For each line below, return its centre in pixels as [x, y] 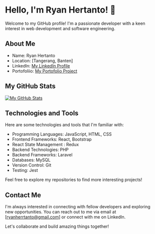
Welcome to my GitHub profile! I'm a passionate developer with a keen [75, 23]
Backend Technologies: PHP [40, 150]
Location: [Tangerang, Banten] [42, 61]
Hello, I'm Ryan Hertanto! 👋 [61, 10]
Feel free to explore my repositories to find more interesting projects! [74, 180]
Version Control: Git [32, 165]
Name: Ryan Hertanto [34, 55]
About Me [20, 44]
